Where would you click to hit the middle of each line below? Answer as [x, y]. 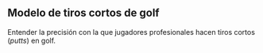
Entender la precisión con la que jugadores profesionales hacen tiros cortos [131, 32]
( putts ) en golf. [32, 40]
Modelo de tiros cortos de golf [83, 13]
